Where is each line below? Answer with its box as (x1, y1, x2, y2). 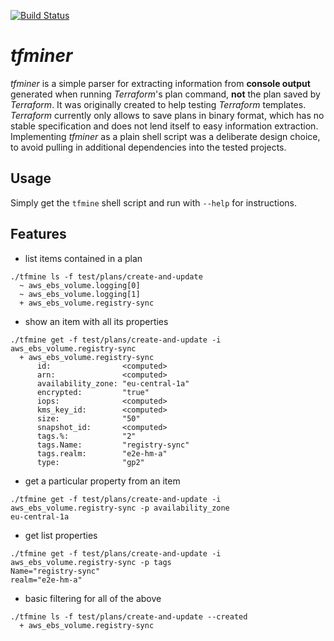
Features (10, 226, 67, 243)
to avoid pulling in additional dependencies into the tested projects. (10, 141, 287, 153)
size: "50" (36, 413, 141, 424)
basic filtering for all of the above (24, 592, 162, 604)
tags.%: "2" (36, 431, 137, 441)
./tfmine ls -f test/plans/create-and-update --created (10, 611, 248, 622)
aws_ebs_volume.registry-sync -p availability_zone (10, 503, 230, 513)
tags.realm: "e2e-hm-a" (36, 448, 168, 459)
